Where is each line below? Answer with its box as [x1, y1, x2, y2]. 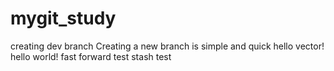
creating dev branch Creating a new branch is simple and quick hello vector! [10, 40, 325, 52]
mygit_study [10, 7, 117, 30]
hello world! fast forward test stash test [10, 50, 172, 62]
